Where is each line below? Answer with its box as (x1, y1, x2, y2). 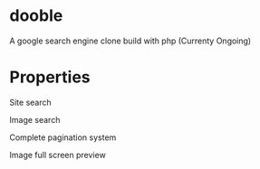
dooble (9, 5, 63, 26)
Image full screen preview (9, 149, 106, 160)
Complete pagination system (9, 132, 117, 143)
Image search (9, 114, 61, 125)
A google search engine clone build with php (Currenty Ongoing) (9, 35, 252, 46)
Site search (9, 97, 52, 108)
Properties (9, 67, 91, 88)
